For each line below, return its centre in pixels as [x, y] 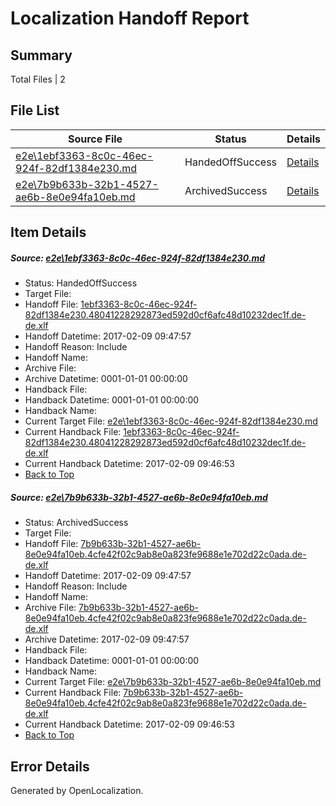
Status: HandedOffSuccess [81, 283]
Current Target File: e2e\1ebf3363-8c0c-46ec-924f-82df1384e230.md [171, 421]
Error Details [50, 766]
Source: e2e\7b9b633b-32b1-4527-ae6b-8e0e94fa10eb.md [139, 497]
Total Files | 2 [38, 79]
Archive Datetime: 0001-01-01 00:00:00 [106, 379]
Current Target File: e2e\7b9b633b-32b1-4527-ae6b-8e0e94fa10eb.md [173, 682]
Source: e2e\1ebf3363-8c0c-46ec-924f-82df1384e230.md [138, 258]
